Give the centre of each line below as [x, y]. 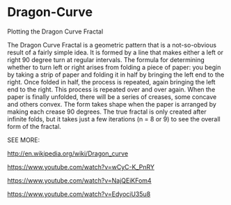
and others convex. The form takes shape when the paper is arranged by [112, 104]
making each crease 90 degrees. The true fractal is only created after [107, 112]
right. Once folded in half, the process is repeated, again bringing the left [111, 82]
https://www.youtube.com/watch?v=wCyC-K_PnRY [81, 167]
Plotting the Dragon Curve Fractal [55, 31]
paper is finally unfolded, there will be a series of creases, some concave [112, 97]
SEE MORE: [24, 139]
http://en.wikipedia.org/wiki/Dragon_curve [68, 153]
